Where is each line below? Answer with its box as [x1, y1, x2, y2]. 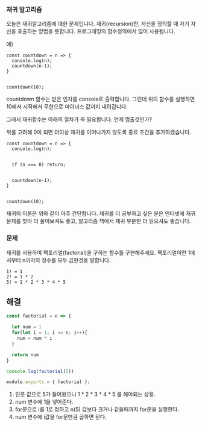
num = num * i [17, 336, 52, 342]
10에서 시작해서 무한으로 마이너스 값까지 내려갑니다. [6, 103, 128, 110]
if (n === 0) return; [11, 161, 66, 168]
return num [11, 351, 39, 358]
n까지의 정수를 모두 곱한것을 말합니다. [22, 256, 111, 263]
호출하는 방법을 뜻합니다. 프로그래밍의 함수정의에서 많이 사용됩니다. [17, 28, 175, 35]
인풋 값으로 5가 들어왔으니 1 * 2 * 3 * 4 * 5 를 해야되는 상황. [14, 390, 156, 398]
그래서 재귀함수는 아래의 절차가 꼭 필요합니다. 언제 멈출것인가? [6, 116, 153, 123]
